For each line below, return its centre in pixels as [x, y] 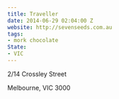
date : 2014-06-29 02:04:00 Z [50, 21]
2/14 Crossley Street [37, 74]
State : [17, 47]
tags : [15, 34]
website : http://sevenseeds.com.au [60, 27]
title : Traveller [33, 14]
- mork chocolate [33, 41]
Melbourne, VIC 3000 [39, 88]
